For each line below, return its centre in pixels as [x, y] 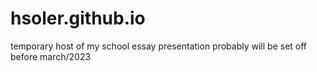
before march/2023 [51, 56]
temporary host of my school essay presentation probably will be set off [159, 46]
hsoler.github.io [78, 18]
